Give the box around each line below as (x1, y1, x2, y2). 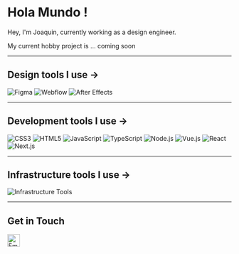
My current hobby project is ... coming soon (7, 41, 136, 50)
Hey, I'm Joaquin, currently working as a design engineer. (7, 28, 176, 36)
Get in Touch (7, 215, 65, 227)
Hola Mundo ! (7, 4, 88, 21)
